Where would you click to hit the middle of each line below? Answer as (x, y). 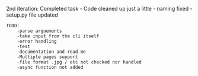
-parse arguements (39, 31)
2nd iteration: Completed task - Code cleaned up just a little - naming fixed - (99, 9)
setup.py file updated (32, 15)
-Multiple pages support (47, 57)
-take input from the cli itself (58, 36)
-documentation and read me (51, 52)
